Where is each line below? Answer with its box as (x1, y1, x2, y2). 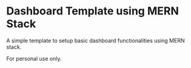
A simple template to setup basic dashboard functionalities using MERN (6, 37, 185, 44)
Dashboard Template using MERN (6, 4, 179, 18)
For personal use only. (6, 55, 62, 62)
